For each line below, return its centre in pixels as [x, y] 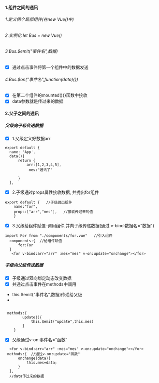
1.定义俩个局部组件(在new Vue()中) [39, 19]
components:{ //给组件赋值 [36, 241]
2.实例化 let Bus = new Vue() [34, 35]
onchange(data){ [34, 358]
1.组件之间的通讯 [22, 7]
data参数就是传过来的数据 [38, 101]
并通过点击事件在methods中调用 [44, 284]
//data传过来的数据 [27, 376]
